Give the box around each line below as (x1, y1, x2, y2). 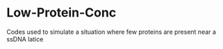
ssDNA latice (6, 35, 44, 43)
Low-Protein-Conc (6, 5, 117, 21)
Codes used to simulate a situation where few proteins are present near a (6, 28, 217, 36)
